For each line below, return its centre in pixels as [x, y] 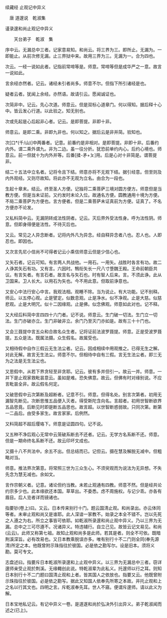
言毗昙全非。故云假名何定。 [34, 384]
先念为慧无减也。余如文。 [31, 474]
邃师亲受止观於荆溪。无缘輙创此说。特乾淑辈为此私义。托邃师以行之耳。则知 [83, 568]
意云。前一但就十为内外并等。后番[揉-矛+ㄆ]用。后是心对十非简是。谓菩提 [81, 155]
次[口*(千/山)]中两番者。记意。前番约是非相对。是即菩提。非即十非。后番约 [82, 143]
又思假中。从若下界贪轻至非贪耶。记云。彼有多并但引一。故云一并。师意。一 [83, 371]
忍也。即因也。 [20, 241]
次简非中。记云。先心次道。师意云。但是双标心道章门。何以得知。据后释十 [81, 104]
